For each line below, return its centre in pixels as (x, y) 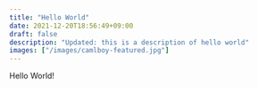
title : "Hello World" (50, 17)
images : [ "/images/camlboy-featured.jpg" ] (89, 51)
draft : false (33, 34)
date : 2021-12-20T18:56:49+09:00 (71, 26)
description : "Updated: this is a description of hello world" (129, 42)
